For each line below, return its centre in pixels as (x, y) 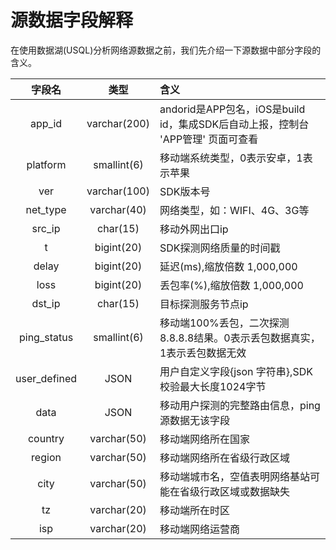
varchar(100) (118, 191)
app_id (46, 123)
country (46, 438)
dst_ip (46, 303)
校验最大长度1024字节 (213, 386)
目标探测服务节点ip (204, 304)
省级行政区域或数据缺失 (234, 491)
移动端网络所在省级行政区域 (224, 458)
